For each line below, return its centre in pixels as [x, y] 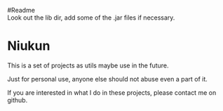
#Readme [21, 10]
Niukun [29, 46]
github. [18, 100]
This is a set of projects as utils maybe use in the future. [88, 65]
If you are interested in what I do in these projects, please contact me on [112, 92]
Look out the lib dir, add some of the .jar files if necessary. [91, 18]
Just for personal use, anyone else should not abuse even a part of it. [108, 79]
